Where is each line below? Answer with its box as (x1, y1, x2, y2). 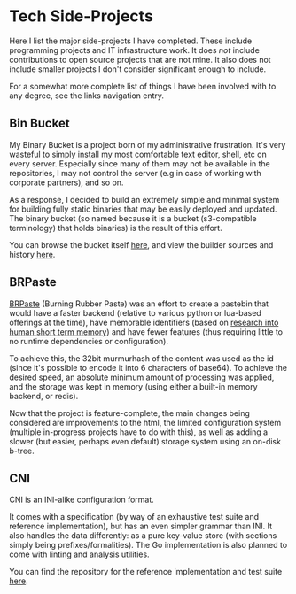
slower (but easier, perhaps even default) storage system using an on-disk (9, 436, 282, 446)
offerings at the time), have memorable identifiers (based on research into (9, 317, 279, 328)
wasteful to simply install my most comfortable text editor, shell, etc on (9, 149, 268, 159)
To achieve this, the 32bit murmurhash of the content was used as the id (9, 352, 275, 364)
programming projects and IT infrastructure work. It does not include (9, 44, 260, 55)
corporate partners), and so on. (9, 177, 124, 188)
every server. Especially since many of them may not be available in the (9, 158, 270, 169)
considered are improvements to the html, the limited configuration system (9, 417, 282, 428)
